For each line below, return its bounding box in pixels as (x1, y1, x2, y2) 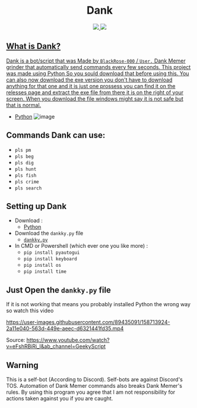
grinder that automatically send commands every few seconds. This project (6, 63, 191, 70)
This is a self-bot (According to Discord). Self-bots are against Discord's (6, 376, 183, 383)
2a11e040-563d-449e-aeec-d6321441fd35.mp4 (6, 325, 124, 332)
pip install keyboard (23, 256, 77, 262)
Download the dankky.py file (14, 230, 84, 237)
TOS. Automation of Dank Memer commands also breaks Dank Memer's (6, 382, 183, 389)
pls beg (14, 153, 34, 160)
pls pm (14, 147, 31, 153)
